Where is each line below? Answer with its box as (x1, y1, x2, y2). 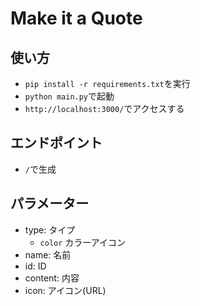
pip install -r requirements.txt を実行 (24, 78, 191, 89)
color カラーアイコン (39, 236, 127, 248)
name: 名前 (24, 248, 72, 261)
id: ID (24, 260, 47, 272)
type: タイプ (24, 223, 76, 236)
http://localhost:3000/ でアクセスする (24, 103, 185, 114)
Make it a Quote (10, 7, 143, 30)
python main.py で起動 (24, 90, 115, 102)
